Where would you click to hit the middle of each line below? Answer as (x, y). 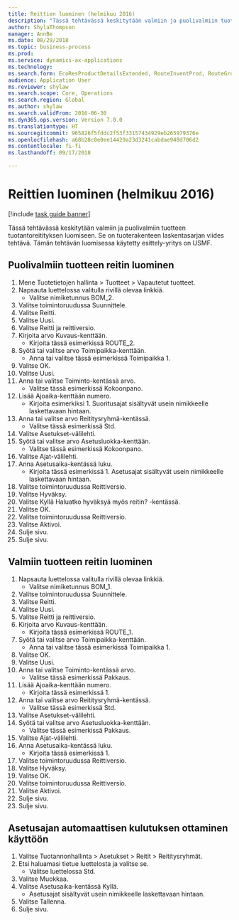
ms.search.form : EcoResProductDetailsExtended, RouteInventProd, (106, 73)
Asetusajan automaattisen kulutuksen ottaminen (118, 828)
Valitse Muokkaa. (43, 879)
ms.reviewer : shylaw (39, 87)
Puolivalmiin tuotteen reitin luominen (91, 265)
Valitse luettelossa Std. (62, 872)
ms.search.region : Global (46, 100)
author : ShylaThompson (41, 27)
